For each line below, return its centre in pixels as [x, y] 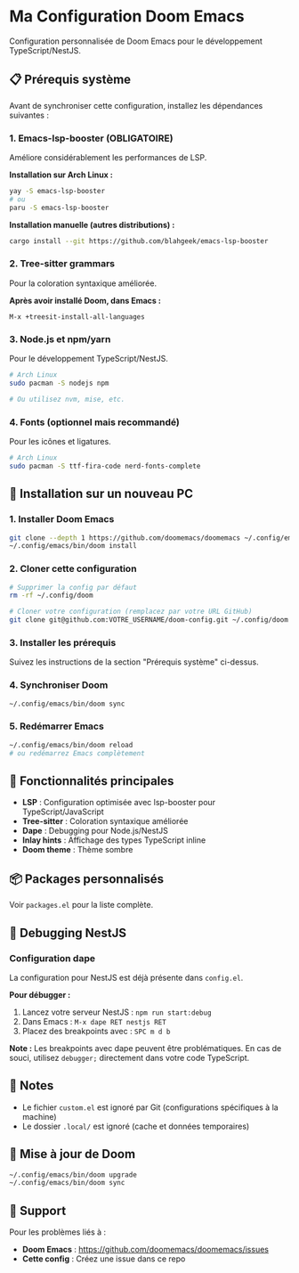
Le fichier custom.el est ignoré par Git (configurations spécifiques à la [150, 1107]
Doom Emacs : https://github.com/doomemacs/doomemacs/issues [145, 1250]
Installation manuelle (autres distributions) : [92, 224]
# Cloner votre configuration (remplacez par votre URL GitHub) [131, 612]
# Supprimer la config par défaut [73, 587]
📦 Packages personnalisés [87, 879]
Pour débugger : [40, 994]
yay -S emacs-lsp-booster [57, 192]
